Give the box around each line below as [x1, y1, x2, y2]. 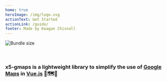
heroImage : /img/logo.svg [5, 12, 60, 17]
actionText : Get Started [5, 17, 58, 22]
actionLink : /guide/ [5, 21, 49, 27]
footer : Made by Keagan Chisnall [5, 26, 76, 31]
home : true [5, 7, 28, 13]
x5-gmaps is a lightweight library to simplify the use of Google [5, 64, 162, 71]
